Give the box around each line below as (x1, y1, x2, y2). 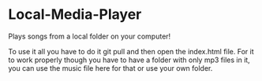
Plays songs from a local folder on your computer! (8, 31, 171, 41)
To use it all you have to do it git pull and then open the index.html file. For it (8, 46, 254, 56)
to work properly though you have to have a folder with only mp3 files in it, (8, 55, 250, 64)
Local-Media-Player (8, 6, 142, 24)
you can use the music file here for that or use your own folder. (8, 63, 213, 72)
